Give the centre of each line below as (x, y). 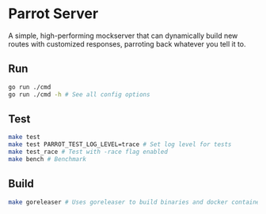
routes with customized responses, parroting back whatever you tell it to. (127, 43)
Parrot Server (53, 14)
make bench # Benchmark (47, 159)
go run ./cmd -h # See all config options (79, 94)
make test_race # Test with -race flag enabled (88, 152)
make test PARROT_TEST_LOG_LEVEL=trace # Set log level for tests (120, 145)
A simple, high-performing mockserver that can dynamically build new (123, 36)
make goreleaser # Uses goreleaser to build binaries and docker (118, 202)
